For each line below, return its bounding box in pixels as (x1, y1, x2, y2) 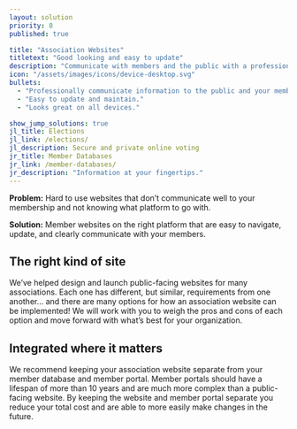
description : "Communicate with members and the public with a (9, 62, 247, 71)
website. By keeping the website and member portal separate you (34, 393, 274, 403)
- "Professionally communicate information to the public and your (17, 86, 271, 96)
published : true (9, 29, 69, 38)
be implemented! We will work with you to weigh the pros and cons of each (9, 306, 283, 317)
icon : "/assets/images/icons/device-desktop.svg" (9, 70, 196, 80)
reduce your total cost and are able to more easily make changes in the (9, 402, 268, 412)
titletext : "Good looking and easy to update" (9, 54, 184, 63)
